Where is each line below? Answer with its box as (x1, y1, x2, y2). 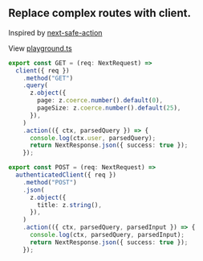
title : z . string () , (37, 201, 103, 209)
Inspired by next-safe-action (8, 27, 103, 37)
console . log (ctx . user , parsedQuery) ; (29, 134, 156, 142)
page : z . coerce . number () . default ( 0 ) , (37, 97, 163, 105)
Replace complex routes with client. (8, 6, 191, 20)
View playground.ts (8, 43, 72, 53)
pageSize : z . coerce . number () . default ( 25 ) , (37, 104, 181, 112)
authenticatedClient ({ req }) (15, 171, 116, 180)
